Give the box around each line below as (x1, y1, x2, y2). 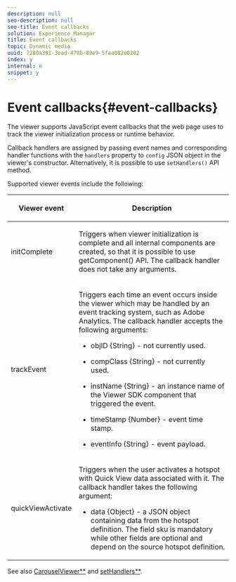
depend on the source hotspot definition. (90, 542, 225, 552)
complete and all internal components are (78, 238, 216, 248)
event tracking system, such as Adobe (78, 307, 205, 317)
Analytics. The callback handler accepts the (78, 316, 223, 326)
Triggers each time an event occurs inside (78, 290, 218, 299)
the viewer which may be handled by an (78, 299, 210, 309)
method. (7, 166, 32, 174)
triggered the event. (90, 399, 156, 408)
